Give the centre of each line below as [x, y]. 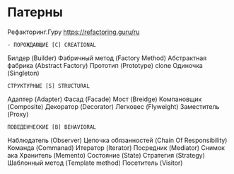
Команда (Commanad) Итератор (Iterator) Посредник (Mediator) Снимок [116, 147]
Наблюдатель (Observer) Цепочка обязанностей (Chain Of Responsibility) [117, 140]
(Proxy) [18, 114]
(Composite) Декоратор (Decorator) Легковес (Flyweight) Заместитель [113, 106]
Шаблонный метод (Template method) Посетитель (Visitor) [95, 163]
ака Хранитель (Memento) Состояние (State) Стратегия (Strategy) [106, 155]
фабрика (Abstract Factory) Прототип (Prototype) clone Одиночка [105, 65]
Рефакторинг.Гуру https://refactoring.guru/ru [74, 32]
